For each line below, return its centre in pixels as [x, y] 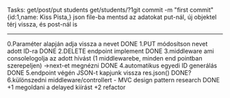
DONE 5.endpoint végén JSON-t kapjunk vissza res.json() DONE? [99, 73]
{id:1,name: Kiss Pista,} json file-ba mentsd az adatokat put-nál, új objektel [112, 17]
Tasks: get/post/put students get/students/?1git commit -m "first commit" [111, 10]
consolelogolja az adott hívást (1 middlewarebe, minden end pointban [105, 58]
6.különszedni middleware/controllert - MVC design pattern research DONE [114, 80]
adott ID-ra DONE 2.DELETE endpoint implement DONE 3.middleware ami [111, 51]
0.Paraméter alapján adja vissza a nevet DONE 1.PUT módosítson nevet [107, 44]
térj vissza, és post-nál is [42, 24]
